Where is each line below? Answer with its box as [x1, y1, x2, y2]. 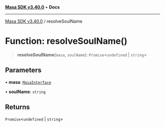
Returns [5, 103, 30, 111]
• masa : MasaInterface [5, 79, 52, 85]
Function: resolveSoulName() [5, 35, 128, 47]
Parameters [5, 66, 42, 74]
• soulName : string [5, 89, 46, 95]
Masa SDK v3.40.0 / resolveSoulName [5, 18, 82, 24]
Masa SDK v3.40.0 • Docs [5, 4, 60, 10]
